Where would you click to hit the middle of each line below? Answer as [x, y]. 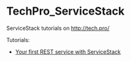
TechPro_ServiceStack [65, 11]
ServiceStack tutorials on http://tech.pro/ [58, 28]
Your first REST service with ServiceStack [68, 52]
